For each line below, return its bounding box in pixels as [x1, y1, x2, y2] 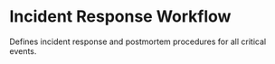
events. [9, 45, 37, 56]
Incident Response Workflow [9, 6, 232, 27]
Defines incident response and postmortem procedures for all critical [9, 36, 267, 47]
